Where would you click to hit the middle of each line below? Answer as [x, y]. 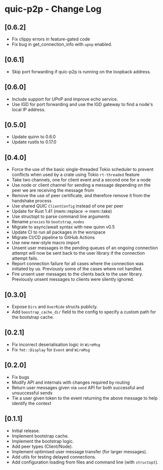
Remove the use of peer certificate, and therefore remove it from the [81, 196]
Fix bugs [20, 377]
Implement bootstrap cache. [40, 436]
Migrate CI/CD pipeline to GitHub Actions [53, 237]
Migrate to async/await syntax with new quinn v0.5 [63, 227]
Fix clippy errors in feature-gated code [51, 39]
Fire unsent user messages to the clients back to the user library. [77, 274]
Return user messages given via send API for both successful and [78, 387]
